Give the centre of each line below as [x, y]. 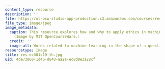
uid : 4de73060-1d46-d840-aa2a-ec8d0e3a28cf [50, 59]
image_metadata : [22, 28]
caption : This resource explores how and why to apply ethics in [78, 32]
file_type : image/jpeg [28, 23]
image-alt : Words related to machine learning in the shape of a [78, 46]
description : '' [22, 14]
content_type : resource [29, 9]
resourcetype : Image [26, 50]
